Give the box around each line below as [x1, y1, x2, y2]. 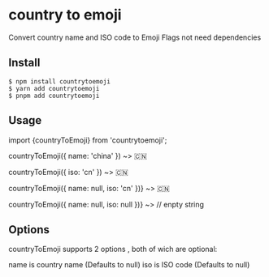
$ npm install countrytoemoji [8, 77, 111, 86]
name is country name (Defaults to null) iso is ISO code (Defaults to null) [8, 260, 250, 270]
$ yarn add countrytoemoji [8, 84, 100, 92]
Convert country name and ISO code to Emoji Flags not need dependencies [8, 32, 262, 42]
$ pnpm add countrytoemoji [8, 92, 100, 100]
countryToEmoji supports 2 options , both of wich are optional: [8, 245, 218, 254]
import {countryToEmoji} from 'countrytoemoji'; [8, 135, 167, 145]
